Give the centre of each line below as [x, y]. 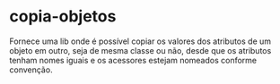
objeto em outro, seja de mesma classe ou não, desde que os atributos [140, 50]
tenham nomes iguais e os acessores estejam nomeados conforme [133, 60]
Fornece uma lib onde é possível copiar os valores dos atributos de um [140, 41]
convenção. [31, 70]
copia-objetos [63, 17]
